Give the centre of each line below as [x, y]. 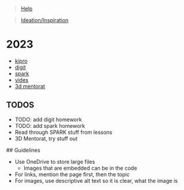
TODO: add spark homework [50, 125]
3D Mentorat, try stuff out [46, 138]
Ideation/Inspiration [45, 20]
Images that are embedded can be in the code [80, 168]
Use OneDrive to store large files [55, 161]
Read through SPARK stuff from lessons [63, 132]
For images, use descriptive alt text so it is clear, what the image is [96, 180]
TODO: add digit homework [48, 119]
